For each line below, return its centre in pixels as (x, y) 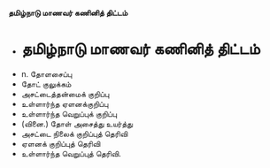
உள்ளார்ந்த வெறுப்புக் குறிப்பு (69, 113)
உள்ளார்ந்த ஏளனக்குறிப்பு (65, 103)
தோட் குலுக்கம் (46, 84)
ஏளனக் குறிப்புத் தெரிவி (61, 143)
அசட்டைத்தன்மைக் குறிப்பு (65, 94)
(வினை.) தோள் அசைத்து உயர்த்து (77, 124)
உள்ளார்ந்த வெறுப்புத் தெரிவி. (71, 153)
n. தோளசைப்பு (46, 73)
